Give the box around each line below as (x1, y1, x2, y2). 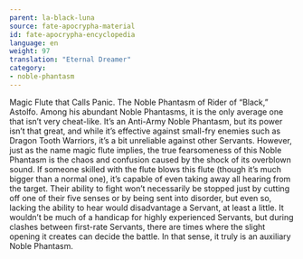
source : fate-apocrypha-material (9, 22, 136, 31)
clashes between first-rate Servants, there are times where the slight (9, 221, 266, 232)
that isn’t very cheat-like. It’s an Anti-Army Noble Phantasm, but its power (9, 116, 283, 126)
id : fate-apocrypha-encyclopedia (9, 30, 136, 39)
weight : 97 (9, 47, 51, 56)
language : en (9, 38, 59, 48)
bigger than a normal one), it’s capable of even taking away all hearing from (9, 173, 291, 184)
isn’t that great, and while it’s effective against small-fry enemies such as (9, 125, 281, 136)
